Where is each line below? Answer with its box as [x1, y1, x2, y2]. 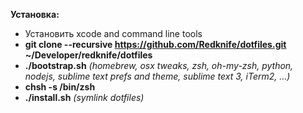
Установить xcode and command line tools [24, 28, 203, 39]
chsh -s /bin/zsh [24, 81, 96, 93]
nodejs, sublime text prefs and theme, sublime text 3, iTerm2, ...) [24, 70, 291, 82]
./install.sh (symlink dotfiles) [24, 92, 145, 103]
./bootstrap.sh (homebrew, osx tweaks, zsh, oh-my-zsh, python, [24, 60, 294, 71]
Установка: [10, 9, 60, 20]
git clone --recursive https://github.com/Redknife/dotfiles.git [24, 39, 287, 50]
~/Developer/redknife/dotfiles [24, 49, 153, 61]
